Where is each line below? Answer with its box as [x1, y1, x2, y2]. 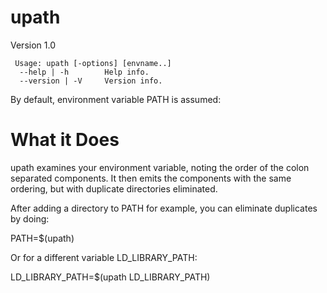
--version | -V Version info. [19, 76, 163, 86]
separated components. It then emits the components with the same [10, 172, 292, 184]
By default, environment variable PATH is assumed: [10, 93, 222, 105]
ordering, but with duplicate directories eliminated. [10, 182, 218, 195]
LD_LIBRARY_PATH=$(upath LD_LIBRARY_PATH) [10, 271, 211, 283]
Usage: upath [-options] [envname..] [14, 58, 172, 68]
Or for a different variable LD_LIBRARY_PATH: [10, 251, 198, 263]
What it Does [10, 129, 120, 151]
